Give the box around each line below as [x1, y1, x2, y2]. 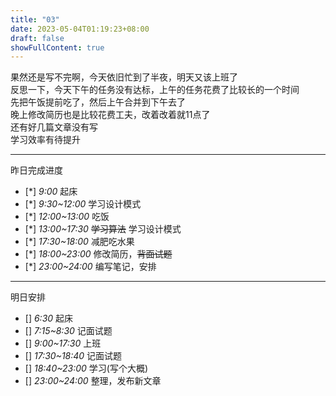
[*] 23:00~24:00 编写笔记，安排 [24, 261, 157, 273]
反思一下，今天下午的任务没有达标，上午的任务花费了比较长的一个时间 [10, 84, 300, 96]
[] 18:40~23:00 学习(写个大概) [24, 362, 149, 375]
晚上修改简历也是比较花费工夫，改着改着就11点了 [10, 109, 211, 121]
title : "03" [10, 14, 60, 25]
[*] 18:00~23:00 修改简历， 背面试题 [24, 248, 173, 260]
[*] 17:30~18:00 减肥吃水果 [24, 236, 135, 248]
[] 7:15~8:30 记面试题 [24, 325, 113, 337]
